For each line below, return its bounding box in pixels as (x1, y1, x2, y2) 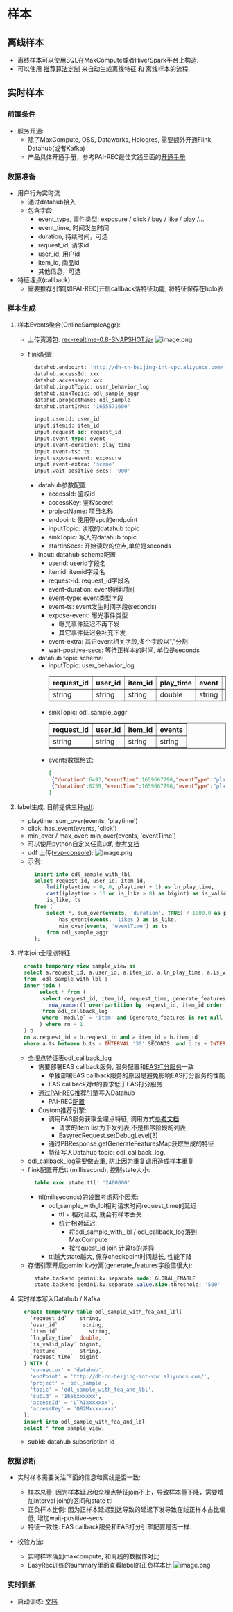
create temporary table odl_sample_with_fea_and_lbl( (24, 1308, 182, 1316)
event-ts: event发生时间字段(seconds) (48, 603, 157, 611)
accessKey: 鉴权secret (48, 498, 113, 507)
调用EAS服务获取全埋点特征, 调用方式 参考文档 (48, 1114, 180, 1123)
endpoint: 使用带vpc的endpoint (48, 516, 138, 524)
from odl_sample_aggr (46, 929, 109, 936)
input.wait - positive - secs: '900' (33, 467, 130, 475)
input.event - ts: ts (33, 448, 90, 455)
